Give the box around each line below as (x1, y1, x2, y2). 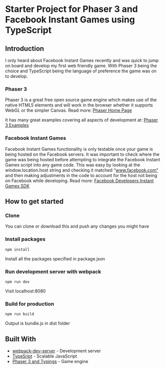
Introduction (5, 44, 44, 53)
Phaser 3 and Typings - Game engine (12, 358, 88, 364)
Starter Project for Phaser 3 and (5, 3, 138, 15)
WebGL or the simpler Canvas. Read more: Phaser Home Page (5, 108, 132, 114)
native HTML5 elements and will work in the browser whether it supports (5, 102, 153, 108)
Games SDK (5, 183, 30, 189)
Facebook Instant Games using (5, 14, 135, 25)
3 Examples (5, 123, 29, 128)
